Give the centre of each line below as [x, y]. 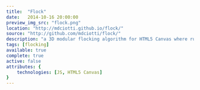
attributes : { [24, 67]
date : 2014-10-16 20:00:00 [42, 17]
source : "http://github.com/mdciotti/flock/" [63, 34]
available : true [26, 50]
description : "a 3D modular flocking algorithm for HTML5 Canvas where [97, 39]
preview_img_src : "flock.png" [44, 22]
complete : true [25, 56]
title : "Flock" [26, 12]
